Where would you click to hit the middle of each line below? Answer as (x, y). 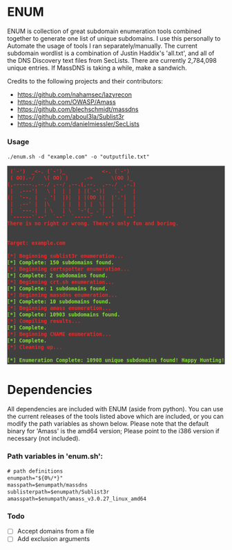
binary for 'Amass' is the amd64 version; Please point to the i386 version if (113, 431)
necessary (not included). (44, 438)
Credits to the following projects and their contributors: (85, 81)
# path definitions (35, 471)
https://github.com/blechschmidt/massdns (78, 109)
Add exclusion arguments (54, 539)
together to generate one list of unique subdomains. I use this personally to (114, 38)
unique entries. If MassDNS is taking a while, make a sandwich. (97, 68)
